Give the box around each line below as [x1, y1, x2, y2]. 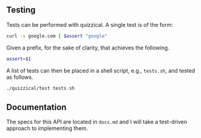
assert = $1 [6, 56, 32, 62]
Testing [6, 5, 36, 15]
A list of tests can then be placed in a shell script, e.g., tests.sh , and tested [6, 67, 196, 74]
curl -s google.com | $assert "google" [6, 33, 108, 39]
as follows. [6, 73, 33, 81]
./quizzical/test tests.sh [6, 85, 75, 91]
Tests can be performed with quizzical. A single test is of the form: [6, 21, 174, 28]
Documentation [6, 102, 67, 112]
